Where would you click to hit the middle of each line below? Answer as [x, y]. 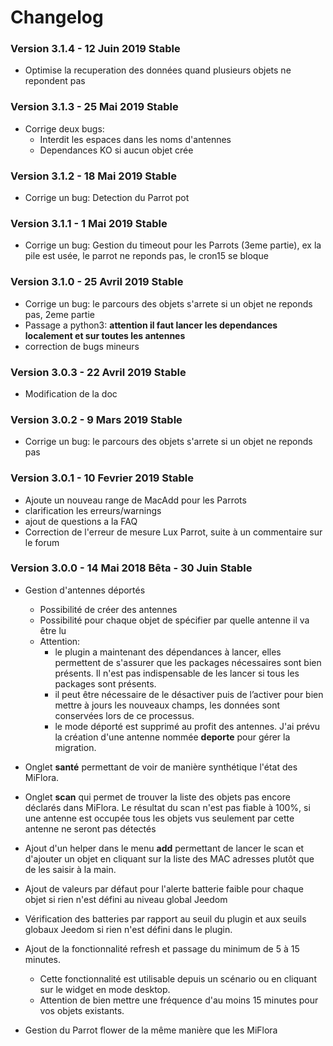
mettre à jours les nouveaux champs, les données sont [167, 705]
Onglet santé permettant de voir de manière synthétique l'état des [161, 767]
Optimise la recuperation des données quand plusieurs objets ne [158, 70]
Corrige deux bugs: [64, 128]
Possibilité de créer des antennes [108, 609]
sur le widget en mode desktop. [105, 989]
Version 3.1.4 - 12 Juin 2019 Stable [95, 49]
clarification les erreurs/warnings [93, 510]
